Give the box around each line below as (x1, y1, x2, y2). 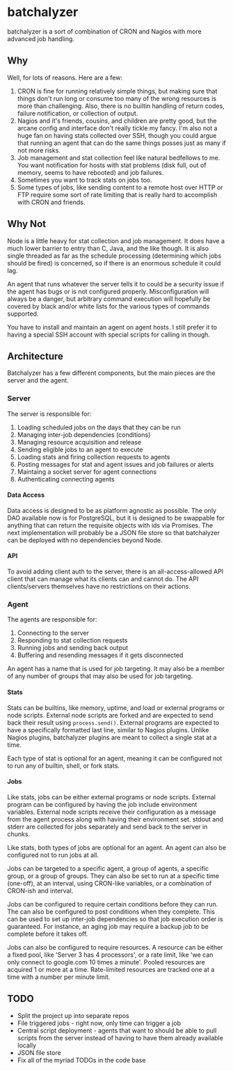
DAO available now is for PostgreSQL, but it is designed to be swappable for (7, 514, 225, 522)
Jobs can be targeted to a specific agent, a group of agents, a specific (7, 864, 209, 872)
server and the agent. (7, 376, 70, 385)
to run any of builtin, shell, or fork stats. (7, 761, 120, 770)
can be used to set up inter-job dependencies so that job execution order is (7, 914, 223, 923)
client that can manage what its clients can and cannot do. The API (7, 575, 199, 583)
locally (17, 1041, 37, 1049)
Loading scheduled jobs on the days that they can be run (17, 423, 181, 431)
